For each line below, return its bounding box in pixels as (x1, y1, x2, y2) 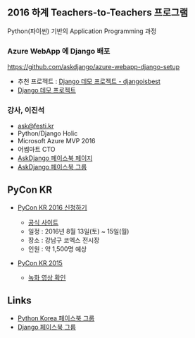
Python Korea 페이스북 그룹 (17, 314, 95, 322)
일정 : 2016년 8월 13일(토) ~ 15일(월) (27, 227, 130, 236)
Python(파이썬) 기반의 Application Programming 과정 (7, 27, 157, 35)
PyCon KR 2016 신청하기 (17, 203, 87, 212)
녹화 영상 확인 (27, 274, 66, 282)
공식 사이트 (27, 218, 58, 227)
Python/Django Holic (17, 129, 78, 138)
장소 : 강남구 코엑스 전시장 (27, 236, 100, 245)
